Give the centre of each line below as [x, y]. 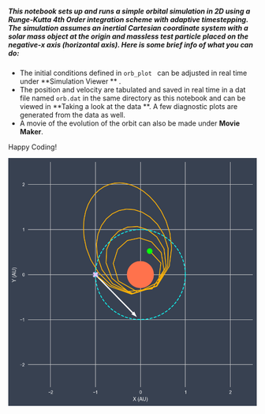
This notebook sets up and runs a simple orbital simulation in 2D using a [129, 11]
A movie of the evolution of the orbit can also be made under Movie [130, 123]
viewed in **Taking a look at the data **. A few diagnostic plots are [129, 106]
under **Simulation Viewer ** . [70, 81]
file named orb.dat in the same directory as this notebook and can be [132, 98]
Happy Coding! [33, 147]
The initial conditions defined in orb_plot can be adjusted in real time [133, 73]
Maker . [31, 131]
